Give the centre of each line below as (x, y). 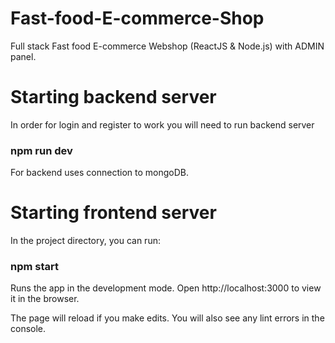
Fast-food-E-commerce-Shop (137, 18)
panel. (23, 56)
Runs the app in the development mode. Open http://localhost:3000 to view (166, 288)
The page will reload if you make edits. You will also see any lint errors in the (167, 318)
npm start (35, 267)
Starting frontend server (113, 213)
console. (28, 329)
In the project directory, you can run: (85, 241)
